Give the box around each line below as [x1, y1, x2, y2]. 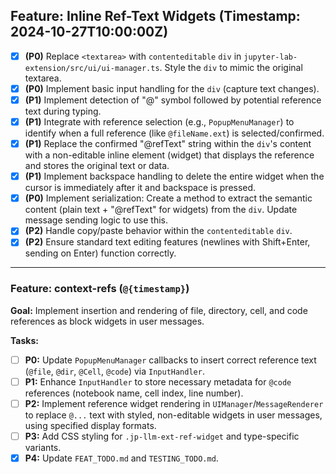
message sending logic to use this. [24, 214, 169, 226]
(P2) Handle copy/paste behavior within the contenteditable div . [24, 225, 293, 237]
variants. [24, 441, 62, 453]
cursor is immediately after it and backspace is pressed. [24, 182, 257, 194]
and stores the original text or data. [24, 160, 170, 172]
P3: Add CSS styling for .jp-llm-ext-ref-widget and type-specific [24, 430, 300, 442]
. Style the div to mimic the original [159, 61, 303, 73]
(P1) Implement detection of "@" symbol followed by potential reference [24, 94, 322, 106]
